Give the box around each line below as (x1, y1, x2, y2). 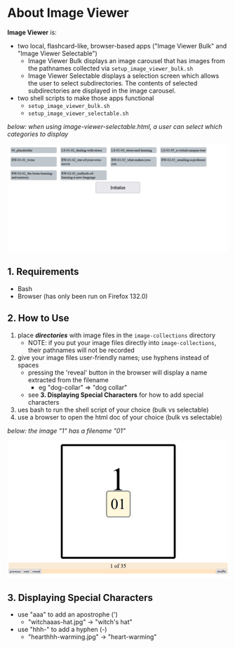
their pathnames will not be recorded (27, 346, 135, 354)
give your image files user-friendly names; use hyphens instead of (17, 353, 210, 362)
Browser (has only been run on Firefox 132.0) (17, 292, 149, 300)
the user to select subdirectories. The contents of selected (27, 79, 198, 87)
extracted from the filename (27, 375, 109, 384)
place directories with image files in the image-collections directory (17, 331, 216, 339)
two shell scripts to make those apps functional (17, 93, 154, 102)
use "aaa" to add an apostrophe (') (17, 610, 118, 619)
